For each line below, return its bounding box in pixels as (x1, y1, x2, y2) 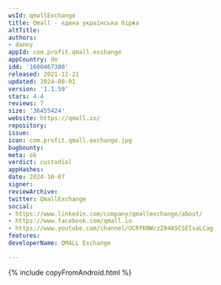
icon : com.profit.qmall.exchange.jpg (8, 136, 133, 144)
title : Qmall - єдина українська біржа (8, 19, 140, 27)
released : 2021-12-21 (8, 70, 80, 78)
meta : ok (8, 151, 37, 159)
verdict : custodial (8, 159, 73, 167)
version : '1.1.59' (8, 84, 69, 93)
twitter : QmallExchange (8, 195, 87, 203)
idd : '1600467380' (8, 63, 69, 71)
